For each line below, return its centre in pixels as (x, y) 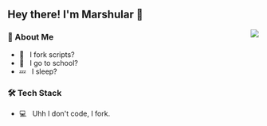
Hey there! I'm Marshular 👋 (75, 15)
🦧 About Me (31, 37)
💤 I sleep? (38, 71)
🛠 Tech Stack (35, 93)
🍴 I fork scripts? (47, 54)
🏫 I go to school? (49, 63)
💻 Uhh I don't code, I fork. (65, 113)
